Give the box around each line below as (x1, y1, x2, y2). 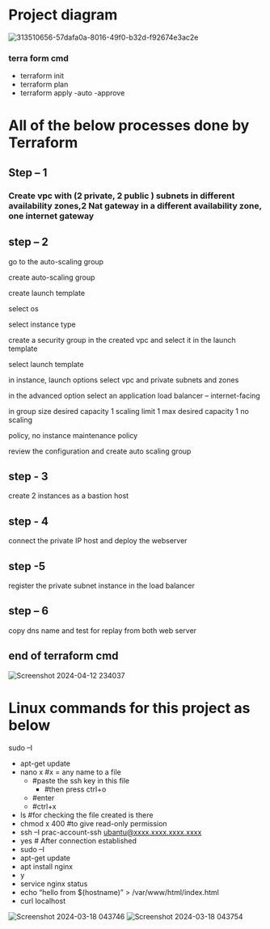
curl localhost (19, 896, 66, 906)
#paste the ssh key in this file (32, 775, 130, 785)
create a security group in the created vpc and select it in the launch (8, 335, 236, 344)
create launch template (8, 288, 86, 298)
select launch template (8, 359, 84, 369)
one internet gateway (8, 210, 95, 222)
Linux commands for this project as (8, 699, 251, 717)
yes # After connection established (19, 835, 137, 846)
